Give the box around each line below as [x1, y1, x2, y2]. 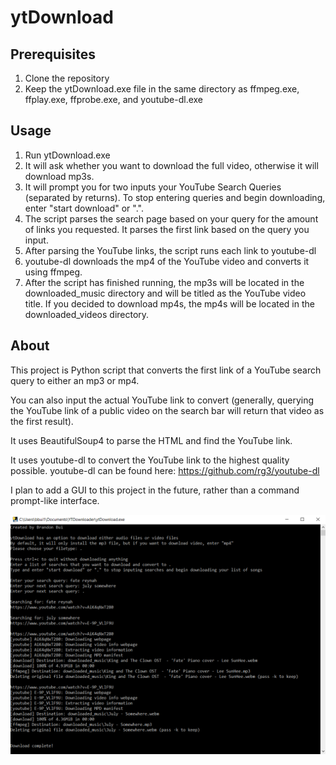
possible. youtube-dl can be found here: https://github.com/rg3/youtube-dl [10, 464, 320, 476]
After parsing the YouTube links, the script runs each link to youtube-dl [24, 244, 317, 256]
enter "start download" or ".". [24, 202, 144, 214]
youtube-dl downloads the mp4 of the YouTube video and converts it [24, 255, 310, 267]
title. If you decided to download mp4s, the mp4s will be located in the [24, 297, 315, 310]
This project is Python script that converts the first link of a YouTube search [10, 364, 322, 376]
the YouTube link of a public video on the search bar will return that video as [10, 404, 325, 416]
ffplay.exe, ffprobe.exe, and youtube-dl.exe [24, 94, 204, 105]
